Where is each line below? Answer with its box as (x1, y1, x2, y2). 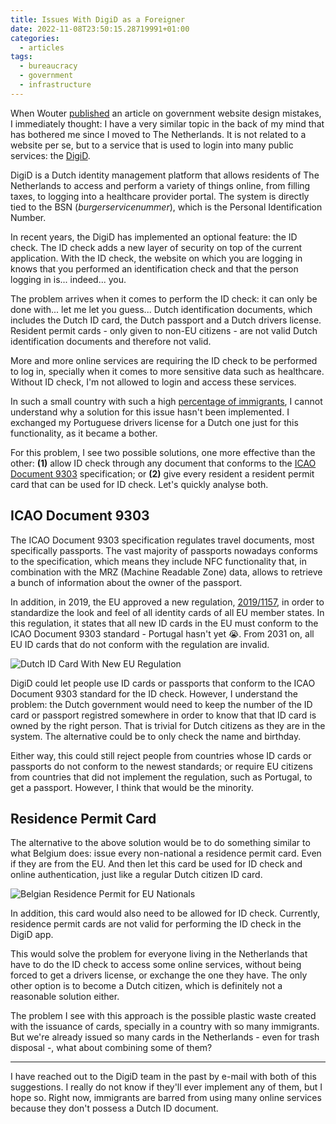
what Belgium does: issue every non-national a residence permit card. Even (10, 847, 322, 860)
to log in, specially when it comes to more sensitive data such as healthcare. (10, 365, 325, 377)
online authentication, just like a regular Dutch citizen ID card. (10, 869, 263, 881)
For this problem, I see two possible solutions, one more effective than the (10, 446, 316, 458)
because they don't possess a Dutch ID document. (10, 1102, 219, 1115)
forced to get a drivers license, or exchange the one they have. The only (10, 969, 308, 981)
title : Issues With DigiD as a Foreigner (10, 14, 186, 25)
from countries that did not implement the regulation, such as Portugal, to (10, 771, 313, 783)
